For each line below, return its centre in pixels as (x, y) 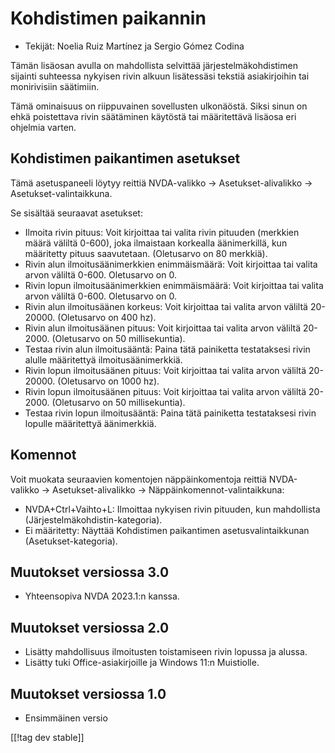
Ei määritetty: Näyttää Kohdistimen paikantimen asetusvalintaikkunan (167, 530)
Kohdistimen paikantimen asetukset (125, 158)
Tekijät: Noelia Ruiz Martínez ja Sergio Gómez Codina (134, 46)
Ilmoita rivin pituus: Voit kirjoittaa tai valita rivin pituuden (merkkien (162, 232)
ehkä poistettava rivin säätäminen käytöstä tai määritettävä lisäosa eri (153, 116)
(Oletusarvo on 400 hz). (107, 317)
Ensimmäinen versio (66, 718)
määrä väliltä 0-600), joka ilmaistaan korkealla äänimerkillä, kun (156, 243)
